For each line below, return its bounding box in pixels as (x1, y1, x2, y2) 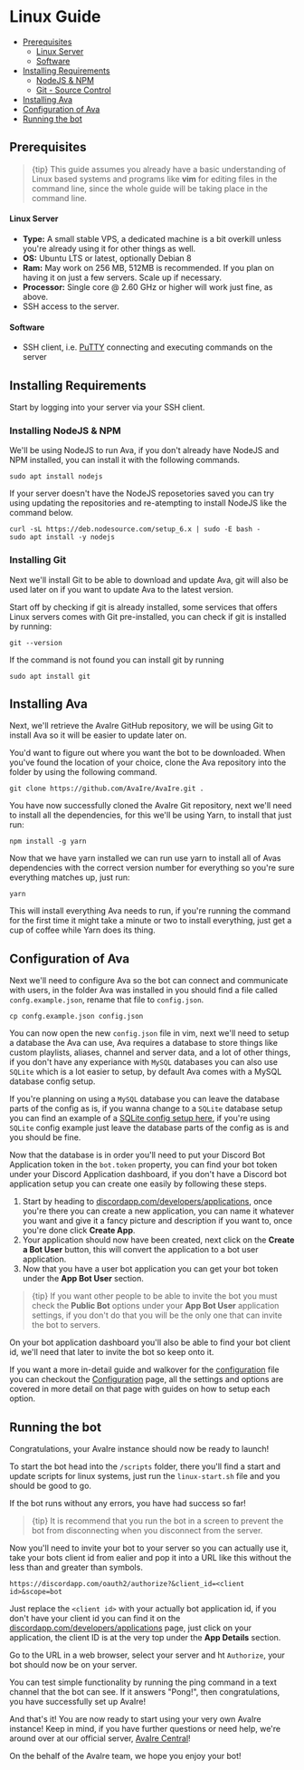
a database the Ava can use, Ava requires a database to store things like (9, 1038, 279, 1049)
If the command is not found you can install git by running (9, 654, 224, 665)
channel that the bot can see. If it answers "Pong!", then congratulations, (9, 1687, 280, 1697)
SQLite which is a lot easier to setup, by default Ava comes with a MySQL (9, 1067, 282, 1078)
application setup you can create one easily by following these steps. (9, 1178, 267, 1189)
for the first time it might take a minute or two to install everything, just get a (9, 915, 292, 926)
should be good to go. (9, 1480, 92, 1491)
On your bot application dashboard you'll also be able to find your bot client (9, 1337, 291, 1348)
